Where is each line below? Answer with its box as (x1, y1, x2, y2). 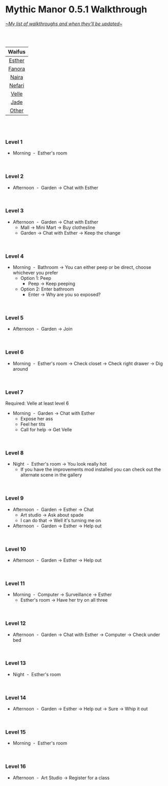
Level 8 (5, 449, 24, 456)
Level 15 (5, 729, 26, 736)
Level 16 (5, 763, 26, 770)
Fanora (8, 65, 26, 72)
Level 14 (5, 694, 27, 701)
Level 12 (5, 620, 26, 627)
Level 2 (5, 173, 24, 180)
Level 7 (5, 389, 24, 396)
